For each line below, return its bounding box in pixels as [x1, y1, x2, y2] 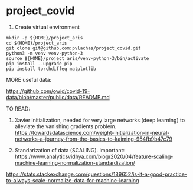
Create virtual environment [14, 24, 80, 31]
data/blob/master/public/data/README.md [6, 94, 110, 101]
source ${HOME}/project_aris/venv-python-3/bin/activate [6, 55, 149, 61]
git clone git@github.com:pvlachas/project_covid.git [6, 45, 142, 51]
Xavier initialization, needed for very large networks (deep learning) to [14, 116, 185, 124]
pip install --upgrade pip [6, 61, 73, 66]
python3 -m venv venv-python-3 [6, 50, 83, 56]
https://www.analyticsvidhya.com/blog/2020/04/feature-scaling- [14, 153, 174, 160]
